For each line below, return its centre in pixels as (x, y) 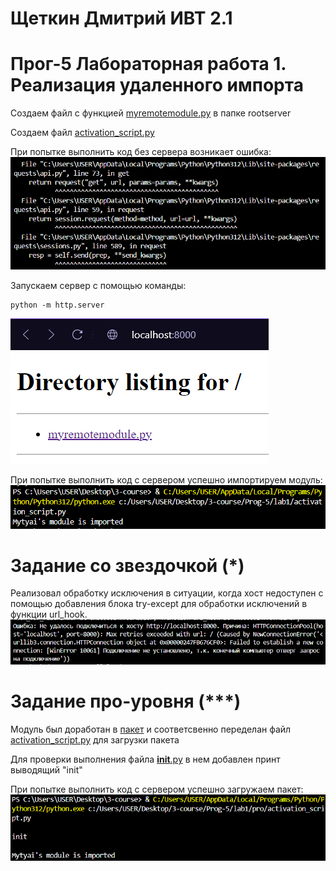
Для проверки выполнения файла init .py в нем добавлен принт (145, 759)
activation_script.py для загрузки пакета (95, 740)
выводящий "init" (46, 770)
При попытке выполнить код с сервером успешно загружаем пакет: (157, 789)
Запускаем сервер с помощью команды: (98, 286)
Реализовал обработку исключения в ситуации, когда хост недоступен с (167, 593)
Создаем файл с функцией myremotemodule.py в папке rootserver (151, 113)
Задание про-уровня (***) (126, 701)
